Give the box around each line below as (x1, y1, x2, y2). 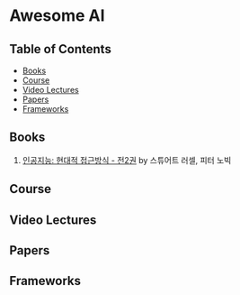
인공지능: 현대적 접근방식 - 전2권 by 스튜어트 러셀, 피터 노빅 (22, 154, 232, 165)
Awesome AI (9, 5, 105, 26)
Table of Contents (9, 41, 112, 57)
